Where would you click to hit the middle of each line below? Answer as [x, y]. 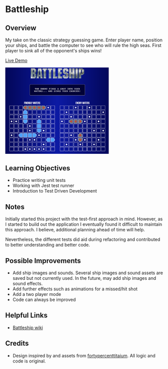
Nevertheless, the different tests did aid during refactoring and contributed [83, 239]
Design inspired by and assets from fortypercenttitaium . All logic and [84, 355]
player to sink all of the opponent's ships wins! [53, 51]
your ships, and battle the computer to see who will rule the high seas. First [83, 45]
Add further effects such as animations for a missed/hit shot [75, 289]
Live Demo [16, 60]
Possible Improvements [43, 261]
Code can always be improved [44, 299]
